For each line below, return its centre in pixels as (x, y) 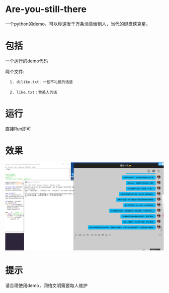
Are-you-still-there (46, 9)
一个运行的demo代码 (27, 61)
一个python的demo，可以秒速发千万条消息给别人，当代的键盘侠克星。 (78, 24)
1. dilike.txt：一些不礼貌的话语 (41, 82)
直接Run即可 (18, 129)
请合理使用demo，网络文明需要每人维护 (47, 285)
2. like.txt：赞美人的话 (33, 92)
